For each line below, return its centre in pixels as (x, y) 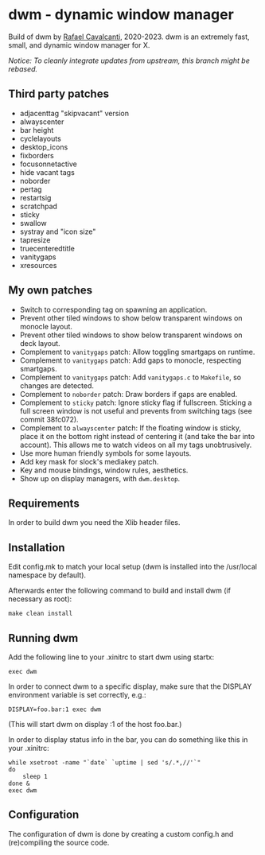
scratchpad (39, 206)
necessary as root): (40, 599)
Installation (37, 548)
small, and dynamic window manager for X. (79, 45)
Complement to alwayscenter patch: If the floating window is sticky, (130, 428)
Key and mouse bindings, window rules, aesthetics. (104, 470)
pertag (31, 189)
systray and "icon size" (58, 231)
